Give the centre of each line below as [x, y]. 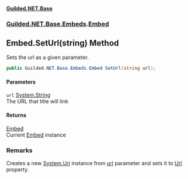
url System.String [28, 95]
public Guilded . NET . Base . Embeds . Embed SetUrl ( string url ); [81, 69]
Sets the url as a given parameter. [48, 57]
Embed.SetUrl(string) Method [63, 43]
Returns [16, 115]
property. [18, 169]
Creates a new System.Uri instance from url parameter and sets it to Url [94, 163]
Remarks [19, 150]
